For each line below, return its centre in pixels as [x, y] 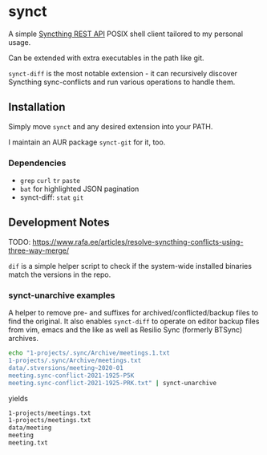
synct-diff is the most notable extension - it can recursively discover [123, 73]
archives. [23, 339]
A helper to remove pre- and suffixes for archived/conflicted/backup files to [133, 313]
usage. [20, 42]
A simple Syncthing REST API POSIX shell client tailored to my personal [125, 34]
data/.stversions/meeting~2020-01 [66, 368]
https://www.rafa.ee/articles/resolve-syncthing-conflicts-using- [138, 242]
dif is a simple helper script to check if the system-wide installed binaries [130, 266]
